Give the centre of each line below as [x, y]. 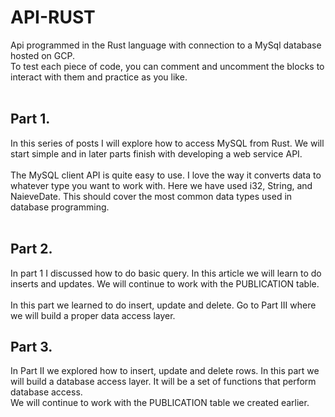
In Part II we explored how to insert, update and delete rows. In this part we [165, 371]
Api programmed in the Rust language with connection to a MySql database [166, 45]
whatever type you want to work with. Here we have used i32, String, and [161, 185]
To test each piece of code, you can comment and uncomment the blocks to [167, 66]
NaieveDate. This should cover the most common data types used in [151, 196]
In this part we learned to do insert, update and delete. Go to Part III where [163, 305]
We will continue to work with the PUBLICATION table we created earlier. [160, 403]
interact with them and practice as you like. [99, 77]
